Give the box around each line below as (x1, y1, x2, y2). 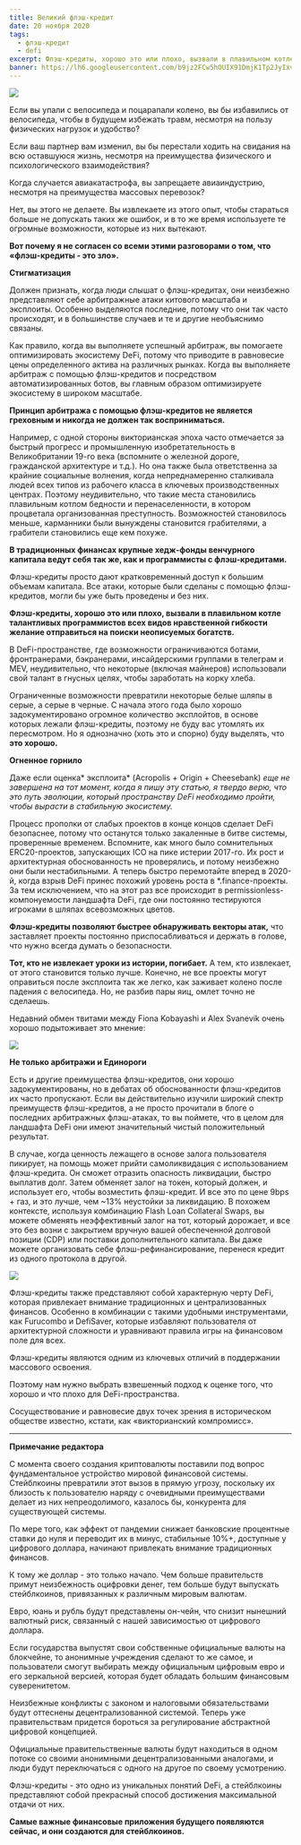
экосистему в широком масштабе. (9, 387, 142, 399)
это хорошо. (9, 737, 58, 748)
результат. (9, 1130, 49, 1142)
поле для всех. (9, 1334, 66, 1345)
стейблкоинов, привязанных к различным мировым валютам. (9, 1588, 247, 1599)
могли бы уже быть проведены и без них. (48, 590, 209, 601)
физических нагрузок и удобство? (9, 123, 141, 134)
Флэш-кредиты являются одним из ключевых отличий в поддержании (9, 1352, 280, 1362)
